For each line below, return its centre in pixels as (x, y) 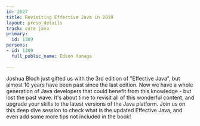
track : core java (28, 28)
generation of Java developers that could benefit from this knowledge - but (99, 91)
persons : (17, 45)
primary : (17, 34)
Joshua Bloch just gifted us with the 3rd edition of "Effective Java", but (93, 78)
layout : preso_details (34, 23)
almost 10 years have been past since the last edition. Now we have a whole (100, 85)
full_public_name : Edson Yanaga (52, 56)
